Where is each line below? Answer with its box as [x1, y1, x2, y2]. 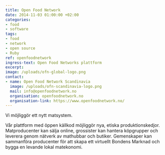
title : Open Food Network [5, 7, 60, 13]
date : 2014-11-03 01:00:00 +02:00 [5, 12, 79, 17]
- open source [5, 46, 36, 51]
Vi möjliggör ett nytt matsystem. [5, 112, 73, 119]
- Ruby [5, 50, 19, 55]
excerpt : [5, 65, 24, 70]
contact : [5, 74, 24, 80]
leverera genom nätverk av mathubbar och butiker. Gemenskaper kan [5, 133, 152, 139]
